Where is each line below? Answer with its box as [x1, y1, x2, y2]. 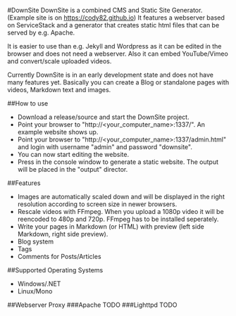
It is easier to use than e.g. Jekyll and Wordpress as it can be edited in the [7, 42, 222, 50]
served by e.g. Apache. [7, 28, 75, 37]
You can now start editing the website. [17, 151, 129, 158]
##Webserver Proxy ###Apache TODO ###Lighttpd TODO [7, 301, 178, 309]
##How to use [7, 99, 49, 108]
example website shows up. [17, 128, 99, 136]
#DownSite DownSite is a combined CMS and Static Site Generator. [7, 6, 203, 14]
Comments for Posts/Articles [17, 253, 101, 260]
